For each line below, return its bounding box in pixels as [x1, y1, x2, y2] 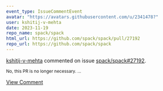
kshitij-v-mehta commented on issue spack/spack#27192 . [6, 57, 147, 64]
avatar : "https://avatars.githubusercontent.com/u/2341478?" [6, 14, 159, 20]
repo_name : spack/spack [6, 30, 64, 36]
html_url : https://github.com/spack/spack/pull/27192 [6, 36, 141, 41]
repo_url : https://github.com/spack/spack [6, 41, 111, 47]
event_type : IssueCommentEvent [6, 8, 83, 15]
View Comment [6, 78, 43, 85]
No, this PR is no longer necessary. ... [6, 68, 81, 74]
